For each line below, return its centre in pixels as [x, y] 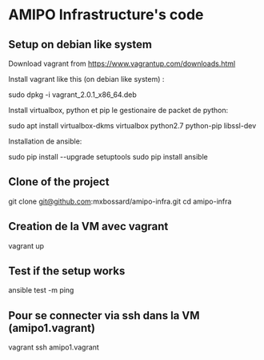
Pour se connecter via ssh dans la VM [104, 316]
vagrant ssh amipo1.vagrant [54, 347]
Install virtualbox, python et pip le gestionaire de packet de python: [118, 110]
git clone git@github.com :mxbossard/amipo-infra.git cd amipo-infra [120, 201]
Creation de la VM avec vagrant [88, 227]
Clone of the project [59, 182]
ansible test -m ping [41, 290]
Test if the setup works [67, 271]
